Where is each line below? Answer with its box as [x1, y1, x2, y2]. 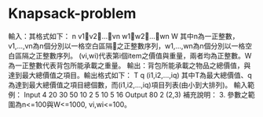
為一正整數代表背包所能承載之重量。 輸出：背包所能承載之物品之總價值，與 [8, 60, 251, 70]
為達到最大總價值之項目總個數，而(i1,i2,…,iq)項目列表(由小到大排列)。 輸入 [8, 80, 248, 90]
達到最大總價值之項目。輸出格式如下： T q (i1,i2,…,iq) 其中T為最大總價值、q [8, 70, 253, 80]
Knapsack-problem [8, 5, 137, 23]
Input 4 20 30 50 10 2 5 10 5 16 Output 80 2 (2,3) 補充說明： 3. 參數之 [23, 90, 249, 99]
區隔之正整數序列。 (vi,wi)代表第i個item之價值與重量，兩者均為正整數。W [14, 51, 252, 60]
